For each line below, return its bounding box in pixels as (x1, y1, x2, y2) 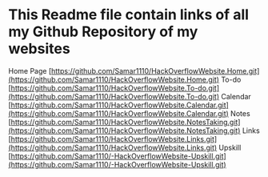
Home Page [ (8, 66, 52, 75)
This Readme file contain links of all (8, 6, 250, 24)
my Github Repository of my (8, 22, 198, 41)
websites (8, 40, 70, 58)
